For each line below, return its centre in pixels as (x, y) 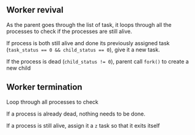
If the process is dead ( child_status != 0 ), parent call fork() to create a (98, 61)
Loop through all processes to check (53, 102)
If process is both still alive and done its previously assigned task (88, 43)
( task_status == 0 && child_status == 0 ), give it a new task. (83, 49)
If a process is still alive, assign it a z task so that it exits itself (83, 125)
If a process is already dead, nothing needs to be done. (76, 114)
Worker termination (44, 87)
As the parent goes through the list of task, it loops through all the (89, 24)
